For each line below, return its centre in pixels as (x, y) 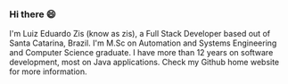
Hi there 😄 (33, 14)
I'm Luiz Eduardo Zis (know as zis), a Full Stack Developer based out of (140, 34)
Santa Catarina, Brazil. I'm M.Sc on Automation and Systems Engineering (143, 43)
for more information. (48, 71)
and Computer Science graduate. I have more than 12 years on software (141, 53)
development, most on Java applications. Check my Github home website (144, 63)
